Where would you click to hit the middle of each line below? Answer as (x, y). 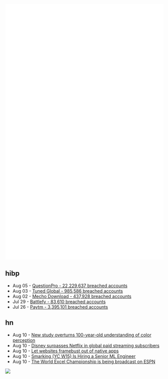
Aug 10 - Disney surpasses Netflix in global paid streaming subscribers (86, 345)
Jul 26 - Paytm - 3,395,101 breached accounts (60, 307)
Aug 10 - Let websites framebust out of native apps (66, 351)
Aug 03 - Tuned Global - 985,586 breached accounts (68, 291)
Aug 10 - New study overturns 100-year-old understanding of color (82, 335)
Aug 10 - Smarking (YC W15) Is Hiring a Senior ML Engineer (74, 356)
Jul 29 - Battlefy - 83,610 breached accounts (59, 301)
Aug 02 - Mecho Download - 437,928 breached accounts (72, 296)
